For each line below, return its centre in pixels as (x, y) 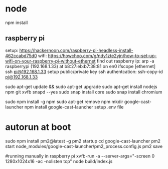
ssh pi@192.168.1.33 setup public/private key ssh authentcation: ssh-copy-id (84, 71)
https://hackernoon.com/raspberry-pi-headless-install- (76, 50)
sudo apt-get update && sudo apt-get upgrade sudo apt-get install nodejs (81, 86)
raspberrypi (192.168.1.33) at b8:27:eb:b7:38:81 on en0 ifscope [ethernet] (80, 66)
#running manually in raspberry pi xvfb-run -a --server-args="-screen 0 (80, 156)
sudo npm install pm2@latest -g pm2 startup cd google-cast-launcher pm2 (83, 141)
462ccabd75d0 (21, 55)
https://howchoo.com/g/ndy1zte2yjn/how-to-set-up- (102, 55)
